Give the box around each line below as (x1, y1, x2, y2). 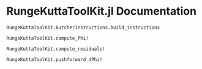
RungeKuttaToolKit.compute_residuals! (6, 46, 105, 52)
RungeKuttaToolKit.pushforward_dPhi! (6, 56, 103, 62)
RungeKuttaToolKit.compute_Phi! (6, 35, 89, 41)
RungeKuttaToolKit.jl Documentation (6, 4, 197, 18)
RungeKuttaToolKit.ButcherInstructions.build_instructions (6, 24, 160, 31)
